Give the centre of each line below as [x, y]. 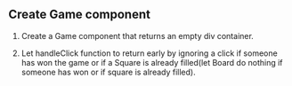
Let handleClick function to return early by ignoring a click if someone [149, 53]
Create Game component [79, 15]
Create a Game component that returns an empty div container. [138, 35]
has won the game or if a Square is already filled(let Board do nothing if [152, 62]
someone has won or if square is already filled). [109, 72]
